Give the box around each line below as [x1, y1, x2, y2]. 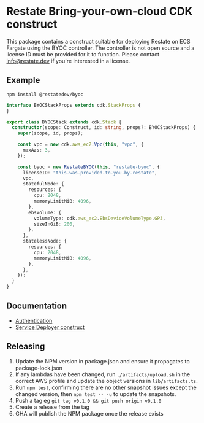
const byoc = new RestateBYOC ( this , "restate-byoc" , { [17, 164, 161, 170]
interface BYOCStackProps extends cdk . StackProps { [6, 102, 141, 108]
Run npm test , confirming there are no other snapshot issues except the [15, 384, 197, 391]
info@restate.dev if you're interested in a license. [6, 57, 130, 64]
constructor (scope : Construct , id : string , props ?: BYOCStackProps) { [12, 125, 196, 131]
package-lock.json [15, 364, 63, 371]
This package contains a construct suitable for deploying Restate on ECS [6, 37, 191, 45]
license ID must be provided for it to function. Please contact [6, 50, 159, 58]
